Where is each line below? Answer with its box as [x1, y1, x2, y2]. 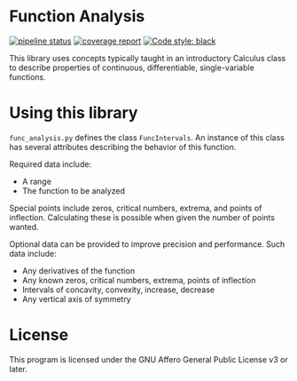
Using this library [9, 103, 138, 123]
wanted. [9, 221, 39, 232]
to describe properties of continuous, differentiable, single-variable [9, 62, 254, 73]
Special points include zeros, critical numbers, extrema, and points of [9, 202, 262, 213]
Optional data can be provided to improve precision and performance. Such [9, 238, 285, 250]
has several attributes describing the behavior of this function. [9, 141, 237, 152]
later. [9, 363, 28, 374]
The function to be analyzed [21, 185, 126, 196]
